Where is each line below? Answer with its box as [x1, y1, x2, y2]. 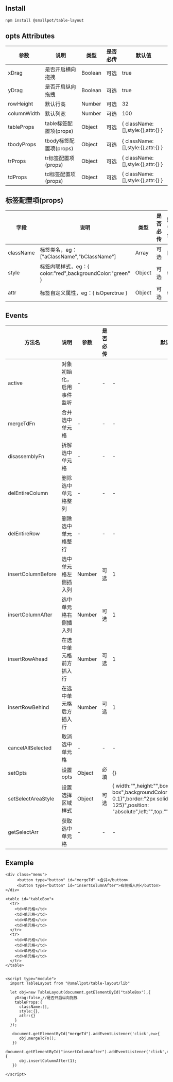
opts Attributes [5, 32, 55, 41]
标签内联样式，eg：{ [40, 263, 90, 270]
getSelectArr [8, 829, 39, 836]
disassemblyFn [8, 453, 45, 460]
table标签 [45, 119, 68, 127]
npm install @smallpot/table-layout [5, 18, 84, 23]
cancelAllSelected [8, 744, 52, 752]
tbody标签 [45, 137, 70, 144]
